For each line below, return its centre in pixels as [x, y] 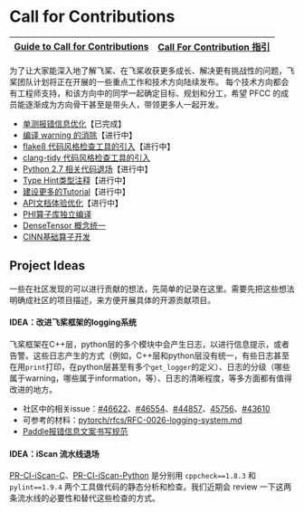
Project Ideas [47, 265]
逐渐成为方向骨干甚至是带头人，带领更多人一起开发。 [124, 104]
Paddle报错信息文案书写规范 [75, 431]
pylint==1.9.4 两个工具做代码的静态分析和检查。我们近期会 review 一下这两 [151, 487]
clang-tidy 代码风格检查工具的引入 [86, 157]
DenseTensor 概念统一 [64, 225]
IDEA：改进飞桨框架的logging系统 [73, 322]
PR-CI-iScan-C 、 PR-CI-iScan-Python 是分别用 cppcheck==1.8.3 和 [133, 476]
